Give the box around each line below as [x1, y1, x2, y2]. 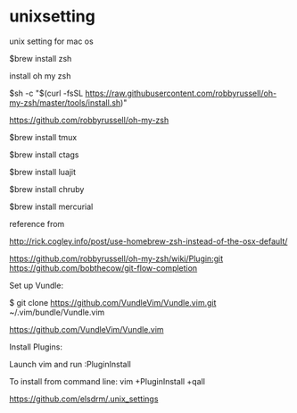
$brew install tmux [9, 131, 78, 142]
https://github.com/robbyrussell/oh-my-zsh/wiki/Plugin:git [9, 253, 224, 264]
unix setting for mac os [9, 36, 94, 46]
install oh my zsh [9, 70, 71, 81]
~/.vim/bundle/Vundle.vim [9, 307, 105, 317]
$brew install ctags [9, 149, 79, 160]
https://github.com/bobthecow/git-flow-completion [9, 262, 198, 274]
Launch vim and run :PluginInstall [9, 358, 132, 369]
